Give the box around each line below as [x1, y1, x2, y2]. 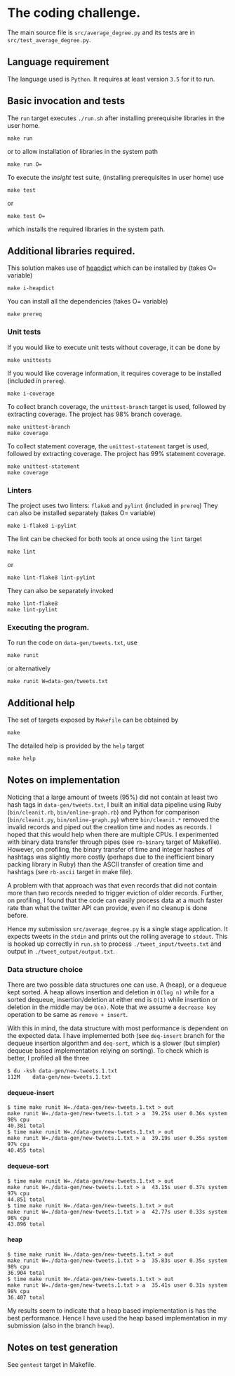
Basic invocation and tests [7, 95, 125, 107]
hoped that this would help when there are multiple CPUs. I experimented [7, 830, 219, 838]
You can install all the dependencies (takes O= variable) [7, 297, 168, 306]
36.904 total [7, 1269, 46, 1276]
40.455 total [7, 1147, 46, 1154]
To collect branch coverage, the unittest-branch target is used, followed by [7, 402, 227, 410]
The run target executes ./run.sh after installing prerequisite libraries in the [7, 114, 225, 122]
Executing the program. [7, 622, 90, 632]
